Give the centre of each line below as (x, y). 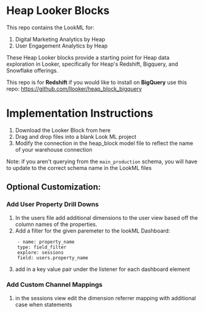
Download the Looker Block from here (63, 130)
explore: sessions (40, 252)
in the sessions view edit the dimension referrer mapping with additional (105, 298)
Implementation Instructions (80, 114)
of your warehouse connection (54, 149)
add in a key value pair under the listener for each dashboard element (103, 269)
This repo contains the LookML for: (50, 27)
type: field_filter (42, 247)
